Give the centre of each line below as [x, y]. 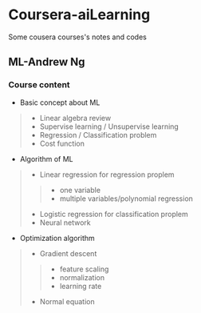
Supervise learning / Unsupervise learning [109, 126]
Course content [39, 85]
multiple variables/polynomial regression [126, 199]
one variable [80, 190]
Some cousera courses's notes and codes [78, 37]
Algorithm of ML [46, 159]
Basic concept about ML [60, 102]
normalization [82, 277]
